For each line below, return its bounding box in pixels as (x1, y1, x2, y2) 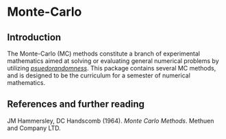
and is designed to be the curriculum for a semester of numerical (7, 71, 190, 79)
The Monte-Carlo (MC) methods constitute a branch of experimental (7, 49, 201, 58)
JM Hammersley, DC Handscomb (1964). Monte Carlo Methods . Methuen (7, 116, 214, 125)
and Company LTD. (7, 124, 62, 132)
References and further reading (7, 99, 145, 110)
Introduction (7, 31, 62, 43)
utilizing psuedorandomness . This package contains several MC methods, (7, 64, 216, 72)
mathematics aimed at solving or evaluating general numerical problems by (7, 57, 219, 65)
